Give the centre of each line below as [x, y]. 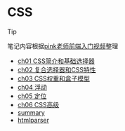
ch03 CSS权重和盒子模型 [53, 78]
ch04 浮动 [32, 87]
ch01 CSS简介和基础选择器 [56, 61]
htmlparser [33, 120]
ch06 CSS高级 [38, 104]
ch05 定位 [32, 96]
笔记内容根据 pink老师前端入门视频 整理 [63, 46]
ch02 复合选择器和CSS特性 [57, 69]
